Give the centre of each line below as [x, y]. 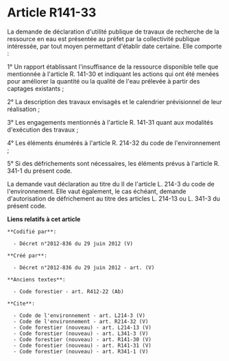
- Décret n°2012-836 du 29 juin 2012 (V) [73, 244]
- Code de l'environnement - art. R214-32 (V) [81, 321]
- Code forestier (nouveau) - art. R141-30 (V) [83, 339]
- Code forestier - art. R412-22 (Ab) [69, 291]
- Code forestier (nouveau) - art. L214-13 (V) [83, 327]
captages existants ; [36, 88]
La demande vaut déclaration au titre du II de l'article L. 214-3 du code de [111, 184]
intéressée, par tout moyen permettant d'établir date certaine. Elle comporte [114, 46]
